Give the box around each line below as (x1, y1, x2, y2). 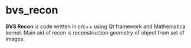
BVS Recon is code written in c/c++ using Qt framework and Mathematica (5, 23, 186, 30)
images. (5, 35, 25, 42)
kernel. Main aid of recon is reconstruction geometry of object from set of (5, 29, 185, 36)
